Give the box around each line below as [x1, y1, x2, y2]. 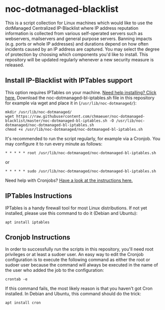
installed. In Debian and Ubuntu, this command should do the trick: [5, 291, 141, 297]
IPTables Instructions [5, 192, 72, 200]
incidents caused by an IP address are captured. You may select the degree [5, 46, 160, 52]
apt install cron [5, 301, 41, 306]
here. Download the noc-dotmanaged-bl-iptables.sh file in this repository [5, 95, 155, 101]
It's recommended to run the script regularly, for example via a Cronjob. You [5, 135, 161, 142]
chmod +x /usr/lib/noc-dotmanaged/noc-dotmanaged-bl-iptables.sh [5, 127, 143, 132]
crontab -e [5, 277, 28, 282]
